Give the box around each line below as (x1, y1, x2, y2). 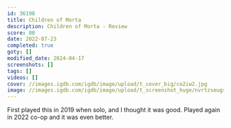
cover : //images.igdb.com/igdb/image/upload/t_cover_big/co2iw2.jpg (7, 81, 208, 87)
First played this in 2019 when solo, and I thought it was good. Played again (7, 106, 221, 114)
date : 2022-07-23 (7, 36, 57, 43)
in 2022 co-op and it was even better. (7, 113, 114, 121)
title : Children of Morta (7, 17, 81, 23)
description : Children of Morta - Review (7, 23, 128, 30)
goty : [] (7, 49, 32, 56)
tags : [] (7, 67, 32, 74)
